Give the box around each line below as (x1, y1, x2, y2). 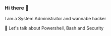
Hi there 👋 (4, 4, 29, 11)
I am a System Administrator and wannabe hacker (4, 16, 107, 22)
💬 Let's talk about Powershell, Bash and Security (4, 25, 104, 31)
